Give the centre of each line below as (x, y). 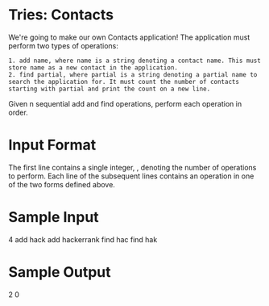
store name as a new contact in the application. (93, 67)
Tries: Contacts (61, 15)
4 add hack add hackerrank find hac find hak (83, 239)
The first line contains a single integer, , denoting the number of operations (132, 167)
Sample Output (60, 272)
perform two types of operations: (64, 45)
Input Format (52, 145)
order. (18, 112)
